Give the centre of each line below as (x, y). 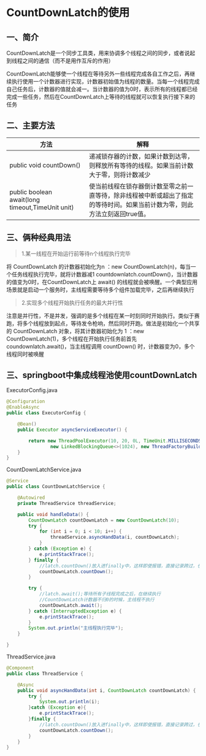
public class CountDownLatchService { (56, 487)
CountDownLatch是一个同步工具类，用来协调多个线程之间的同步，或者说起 (101, 53)
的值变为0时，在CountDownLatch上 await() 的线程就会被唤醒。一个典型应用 (102, 282)
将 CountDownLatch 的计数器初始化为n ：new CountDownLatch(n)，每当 (99, 266)
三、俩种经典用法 (39, 238)
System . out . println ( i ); (69, 702)
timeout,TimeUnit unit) (42, 207)
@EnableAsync (23, 407)
